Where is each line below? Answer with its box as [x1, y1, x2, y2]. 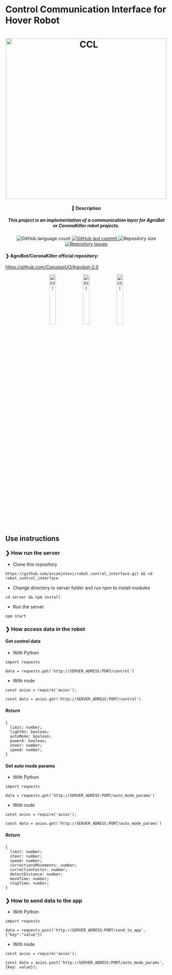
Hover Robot [5, 14, 60, 26]
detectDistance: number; [10, 872, 63, 877]
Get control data [5, 638, 41, 644]
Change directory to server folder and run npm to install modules [12, 585, 150, 591]
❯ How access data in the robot [5, 625, 86, 633]
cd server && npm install [5, 594, 61, 600]
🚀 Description [71, 205, 101, 211]
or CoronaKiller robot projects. [53, 222, 120, 228]
